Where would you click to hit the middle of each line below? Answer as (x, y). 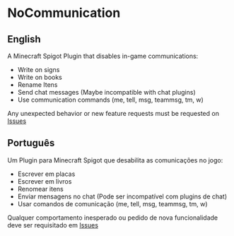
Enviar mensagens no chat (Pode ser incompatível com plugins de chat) (122, 196)
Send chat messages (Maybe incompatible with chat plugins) (106, 92)
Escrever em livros (45, 181)
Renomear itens (40, 189)
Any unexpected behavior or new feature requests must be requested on (113, 113)
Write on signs (39, 70)
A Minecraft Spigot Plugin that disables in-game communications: (103, 56)
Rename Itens (37, 85)
